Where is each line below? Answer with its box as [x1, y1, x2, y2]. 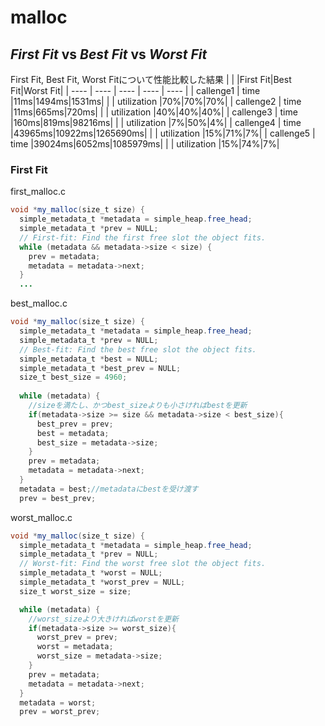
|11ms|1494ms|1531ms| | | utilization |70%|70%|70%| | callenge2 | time [10, 96, 302, 107]
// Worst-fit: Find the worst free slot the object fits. [19, 559, 267, 569]
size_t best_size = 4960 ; [19, 372, 128, 383]
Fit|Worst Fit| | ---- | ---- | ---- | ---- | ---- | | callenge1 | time [10, 85, 261, 96]
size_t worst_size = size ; [19, 586, 132, 596]
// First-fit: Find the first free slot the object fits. [19, 232, 267, 243]
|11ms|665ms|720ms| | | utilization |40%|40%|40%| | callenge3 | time [10, 106, 298, 118]
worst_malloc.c [10, 511, 73, 523]
